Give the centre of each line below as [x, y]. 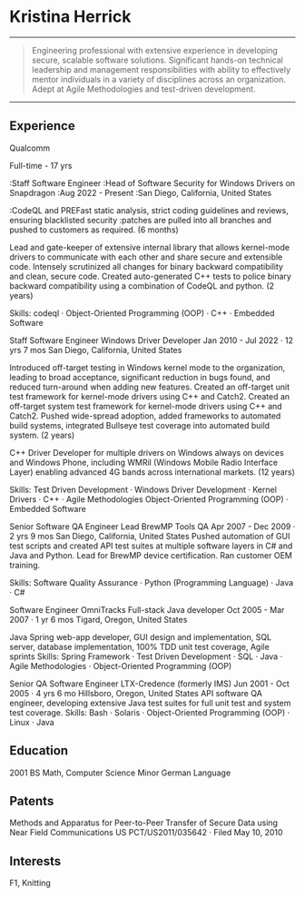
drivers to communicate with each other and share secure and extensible [146, 257]
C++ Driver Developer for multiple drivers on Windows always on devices [147, 452]
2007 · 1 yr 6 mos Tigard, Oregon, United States [98, 619]
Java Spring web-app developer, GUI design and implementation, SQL [141, 636]
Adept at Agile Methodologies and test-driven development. [143, 89]
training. [25, 565]
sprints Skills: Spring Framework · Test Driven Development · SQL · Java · [146, 656]
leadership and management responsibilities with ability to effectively [161, 69]
